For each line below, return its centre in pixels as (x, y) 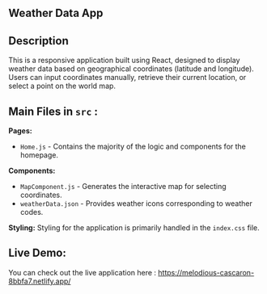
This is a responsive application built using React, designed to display (124, 61)
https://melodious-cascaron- (206, 272)
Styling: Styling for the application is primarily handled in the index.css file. (134, 228)
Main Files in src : (53, 111)
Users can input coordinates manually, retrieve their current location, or (127, 78)
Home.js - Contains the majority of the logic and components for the (133, 147)
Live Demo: (37, 253)
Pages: (20, 131)
